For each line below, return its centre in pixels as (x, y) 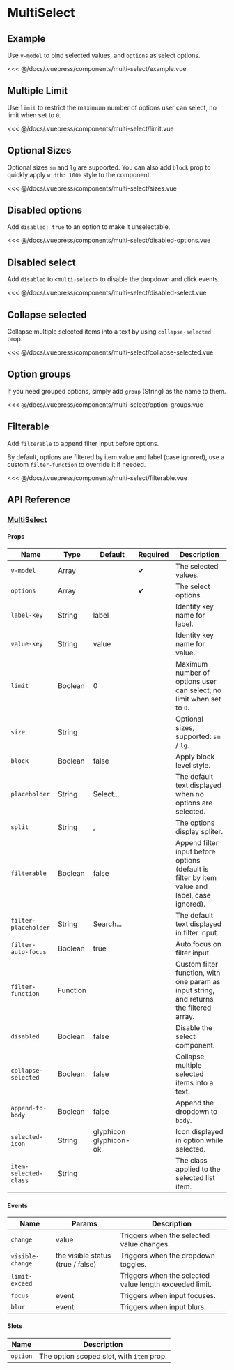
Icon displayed (199, 1132)
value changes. (145, 1244)
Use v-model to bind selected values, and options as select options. (104, 55)
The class (191, 1161)
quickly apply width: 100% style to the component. (79, 174)
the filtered (193, 1008)
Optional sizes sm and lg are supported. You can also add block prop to (109, 167)
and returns (194, 999)
